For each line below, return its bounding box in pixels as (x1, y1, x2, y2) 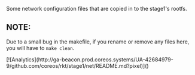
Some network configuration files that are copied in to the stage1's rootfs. (6, 5, 187, 12)
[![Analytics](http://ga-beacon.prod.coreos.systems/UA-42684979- (6, 56, 173, 63)
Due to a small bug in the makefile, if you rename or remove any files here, (6, 38, 190, 45)
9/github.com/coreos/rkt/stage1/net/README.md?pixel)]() (6, 62, 149, 69)
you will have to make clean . (6, 44, 75, 51)
